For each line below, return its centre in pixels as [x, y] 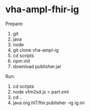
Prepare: [14, 24]
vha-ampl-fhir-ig [42, 10]
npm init [21, 61]
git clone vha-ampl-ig [36, 50]
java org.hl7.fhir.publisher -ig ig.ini [49, 103]
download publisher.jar [37, 66]
